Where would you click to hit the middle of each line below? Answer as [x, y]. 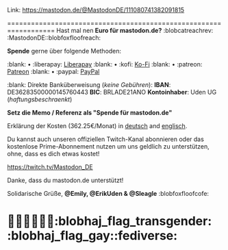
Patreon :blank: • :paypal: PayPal [53, 72]
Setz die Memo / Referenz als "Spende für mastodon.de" [90, 113]
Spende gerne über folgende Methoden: [64, 51]
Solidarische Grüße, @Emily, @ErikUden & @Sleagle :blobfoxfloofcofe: [108, 193]
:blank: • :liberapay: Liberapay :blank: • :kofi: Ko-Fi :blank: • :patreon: [105, 64]
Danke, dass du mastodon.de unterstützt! [65, 180]
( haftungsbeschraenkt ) [40, 99]
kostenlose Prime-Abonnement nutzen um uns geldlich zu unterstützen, [109, 146]
